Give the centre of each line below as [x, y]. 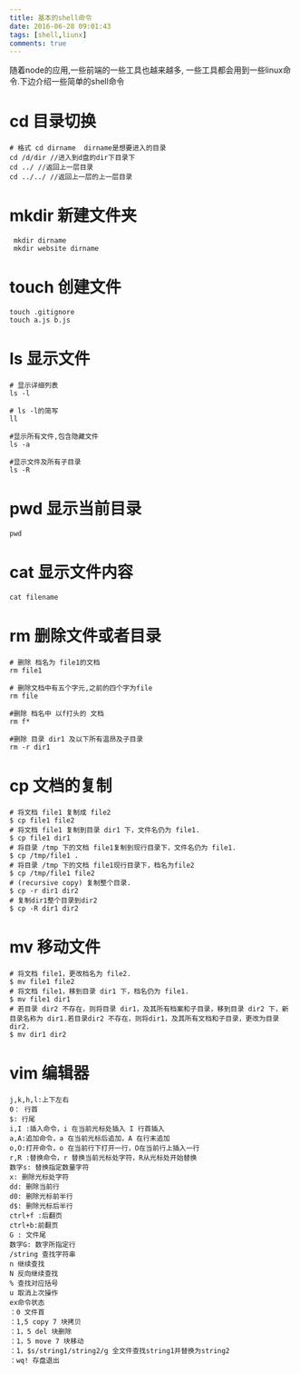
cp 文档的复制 [61, 786]
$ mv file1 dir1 [40, 999]
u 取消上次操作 [34, 1293]
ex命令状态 [27, 1302]
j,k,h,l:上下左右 [39, 1100]
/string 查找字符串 [43, 1254]
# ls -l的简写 [34, 411]
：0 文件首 [27, 1312]
